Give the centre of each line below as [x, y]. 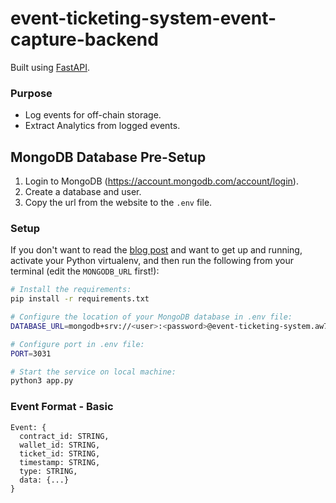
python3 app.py [42, 381]
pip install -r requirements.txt [80, 299]
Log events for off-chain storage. [93, 115]
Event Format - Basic [62, 407]
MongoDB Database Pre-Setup [108, 157]
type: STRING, [48, 471]
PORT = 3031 [31, 353]
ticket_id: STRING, [60, 453]
